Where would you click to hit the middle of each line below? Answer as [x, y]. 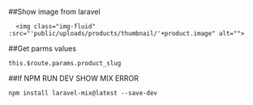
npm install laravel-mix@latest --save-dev [83, 93]
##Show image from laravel [54, 12]
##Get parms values [43, 48]
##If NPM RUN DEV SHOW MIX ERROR [74, 78]
